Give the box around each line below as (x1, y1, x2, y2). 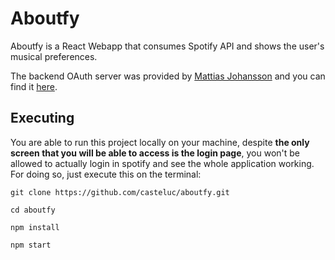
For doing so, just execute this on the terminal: (10, 168, 202, 180)
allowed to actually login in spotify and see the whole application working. (10, 157, 315, 169)
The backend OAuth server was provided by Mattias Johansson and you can (10, 70, 326, 82)
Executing (10, 110, 75, 127)
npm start (10, 240, 52, 250)
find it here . (10, 80, 58, 92)
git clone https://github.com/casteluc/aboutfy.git (10, 187, 230, 197)
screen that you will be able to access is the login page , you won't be (10, 147, 301, 159)
